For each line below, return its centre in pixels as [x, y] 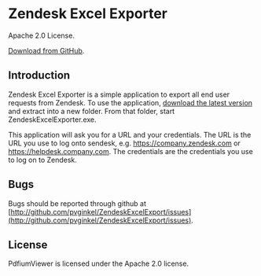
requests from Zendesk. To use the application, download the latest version [130, 102]
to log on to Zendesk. [42, 160]
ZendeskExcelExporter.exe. [52, 120]
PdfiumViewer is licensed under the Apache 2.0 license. [99, 263]
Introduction [39, 75]
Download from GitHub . [46, 50]
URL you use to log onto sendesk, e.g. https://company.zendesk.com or [125, 143]
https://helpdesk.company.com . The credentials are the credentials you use [130, 151]
